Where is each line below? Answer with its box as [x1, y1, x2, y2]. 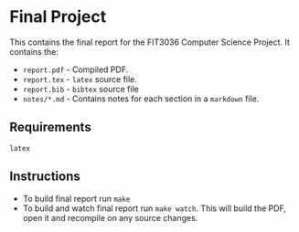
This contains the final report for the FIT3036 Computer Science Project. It [9, 37, 290, 47]
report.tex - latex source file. [22, 73, 137, 84]
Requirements [9, 120, 91, 135]
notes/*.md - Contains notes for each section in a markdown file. [22, 93, 260, 104]
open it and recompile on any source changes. [22, 212, 198, 223]
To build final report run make [22, 193, 131, 204]
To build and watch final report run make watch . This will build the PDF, [22, 203, 286, 214]
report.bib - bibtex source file [22, 83, 139, 94]
